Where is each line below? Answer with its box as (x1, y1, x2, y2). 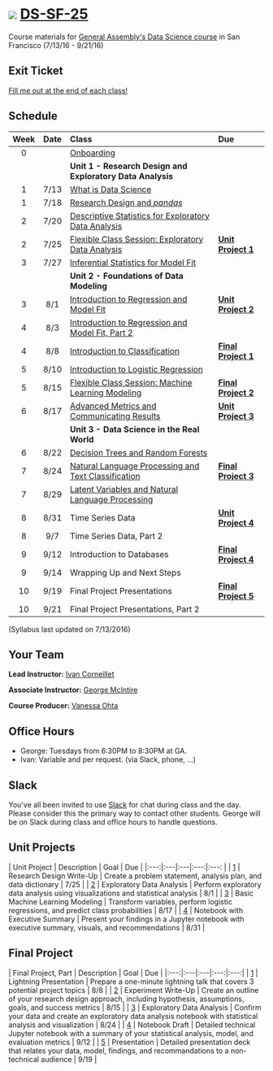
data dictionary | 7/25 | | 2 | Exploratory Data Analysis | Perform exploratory (8, 879, 262, 889)
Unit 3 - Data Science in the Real (70, 424, 200, 435)
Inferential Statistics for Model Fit (70, 257, 197, 268)
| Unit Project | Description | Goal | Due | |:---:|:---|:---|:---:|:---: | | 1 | (8, 862, 240, 872)
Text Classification (70, 470, 141, 481)
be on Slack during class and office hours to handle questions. (8, 817, 218, 826)
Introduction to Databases (70, 548, 169, 559)
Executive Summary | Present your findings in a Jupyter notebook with (8, 914, 245, 924)
